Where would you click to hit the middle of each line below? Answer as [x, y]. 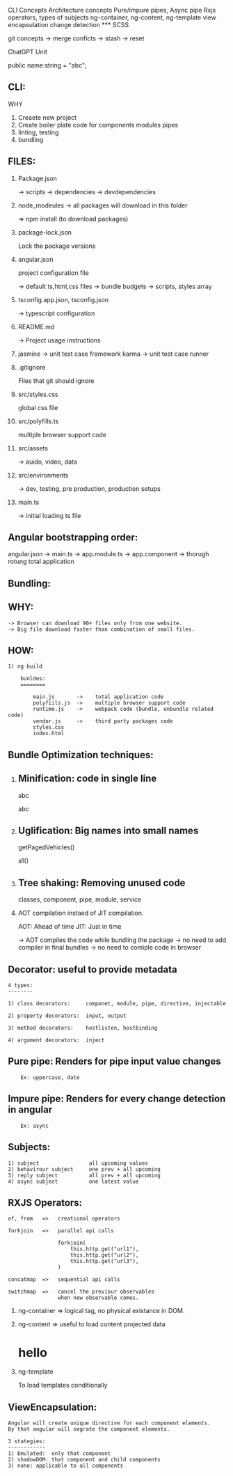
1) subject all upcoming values [78, 1163]
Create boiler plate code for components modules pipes [98, 125]
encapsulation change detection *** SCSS [69, 25]
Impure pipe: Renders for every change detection [117, 1099]
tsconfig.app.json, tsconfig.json [63, 299]
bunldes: [33, 679]
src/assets [33, 448]
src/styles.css [38, 394]
